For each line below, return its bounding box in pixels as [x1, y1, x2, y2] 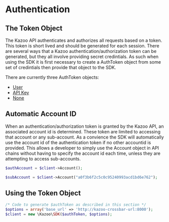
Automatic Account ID [5, 109, 77, 118]
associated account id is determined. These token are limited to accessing [5, 128, 161, 134]
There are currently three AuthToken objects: [5, 74, 99, 80]
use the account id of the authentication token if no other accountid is [5, 139, 151, 146]
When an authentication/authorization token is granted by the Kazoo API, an [5, 123, 164, 129]
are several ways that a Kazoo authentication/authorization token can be [5, 48, 157, 54]
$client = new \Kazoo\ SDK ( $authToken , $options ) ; [5, 212, 113, 217]
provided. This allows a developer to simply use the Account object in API [5, 145, 159, 151]
